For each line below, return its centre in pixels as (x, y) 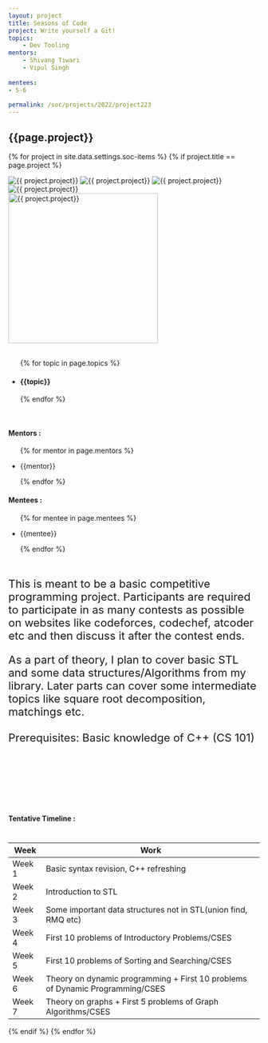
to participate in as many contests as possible (126, 609)
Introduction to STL (82, 891)
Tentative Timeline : (42, 818)
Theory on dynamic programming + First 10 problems (146, 978)
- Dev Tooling (46, 46)
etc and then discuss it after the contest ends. (126, 635)
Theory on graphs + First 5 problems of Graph (132, 1001)
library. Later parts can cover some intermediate (132, 685)
